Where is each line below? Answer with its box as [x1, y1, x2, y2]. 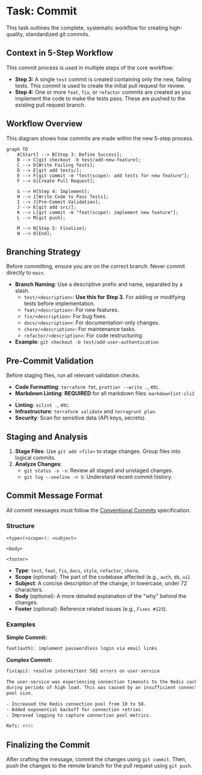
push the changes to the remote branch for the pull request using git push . [6, 762, 192, 770]
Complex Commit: [6, 656, 52, 664]
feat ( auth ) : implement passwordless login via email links [6, 646, 158, 652]
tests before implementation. [23, 300, 96, 307]
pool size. [6, 690, 34, 696]
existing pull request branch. [14, 101, 86, 108]
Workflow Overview [6, 119, 83, 129]
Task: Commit [6, 4, 77, 18]
